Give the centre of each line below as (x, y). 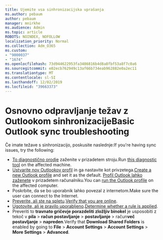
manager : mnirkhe (23, 23)
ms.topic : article (24, 32)
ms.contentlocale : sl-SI (30, 78)
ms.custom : (16, 50)
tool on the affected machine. (42, 165)
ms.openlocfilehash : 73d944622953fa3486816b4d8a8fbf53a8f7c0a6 (71, 64)
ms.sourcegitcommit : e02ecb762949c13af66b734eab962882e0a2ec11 (71, 69)
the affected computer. (35, 185)
